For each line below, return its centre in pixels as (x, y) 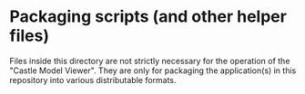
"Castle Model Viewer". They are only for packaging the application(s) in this (153, 70)
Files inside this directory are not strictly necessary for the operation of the (150, 61)
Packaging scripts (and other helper (148, 17)
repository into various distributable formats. (93, 80)
